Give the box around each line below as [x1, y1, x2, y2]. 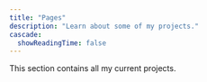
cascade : [9, 30, 42, 39]
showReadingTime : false [17, 38, 106, 48]
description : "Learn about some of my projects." [9, 22, 200, 31]
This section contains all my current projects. [9, 63, 176, 74]
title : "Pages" [9, 13, 67, 23]
